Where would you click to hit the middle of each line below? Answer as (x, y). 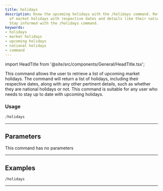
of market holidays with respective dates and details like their (78, 18)
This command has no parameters (39, 148)
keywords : (15, 28)
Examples (20, 168)
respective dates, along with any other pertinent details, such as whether (78, 84)
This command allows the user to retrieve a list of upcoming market (72, 73)
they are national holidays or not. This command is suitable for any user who (81, 89)
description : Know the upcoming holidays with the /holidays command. (78, 14)
